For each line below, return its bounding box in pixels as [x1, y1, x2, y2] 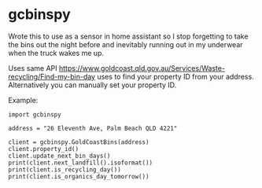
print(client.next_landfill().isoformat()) [8, 159, 153, 167]
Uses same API [8, 63, 57, 72]
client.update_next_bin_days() [8, 152, 111, 160]
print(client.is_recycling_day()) [8, 165, 122, 174]
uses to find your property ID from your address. [97, 72, 254, 81]
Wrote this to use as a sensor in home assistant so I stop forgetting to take [8, 31, 249, 41]
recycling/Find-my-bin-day [8, 72, 96, 81]
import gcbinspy [8, 110, 61, 119]
